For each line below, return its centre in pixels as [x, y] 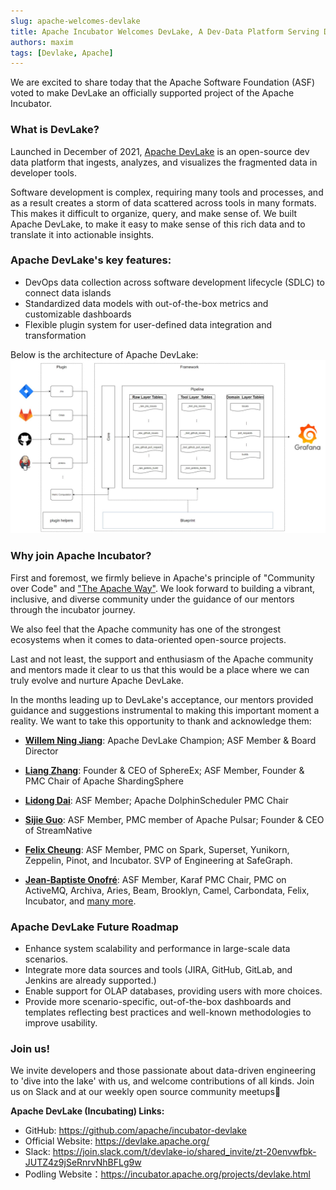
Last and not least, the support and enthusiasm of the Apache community [162, 659]
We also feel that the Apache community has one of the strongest [145, 629]
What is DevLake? [55, 130]
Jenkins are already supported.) [90, 981]
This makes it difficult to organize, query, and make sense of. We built [154, 213]
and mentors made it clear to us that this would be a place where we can [160, 669]
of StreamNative [58, 830]
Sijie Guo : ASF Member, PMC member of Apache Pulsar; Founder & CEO [174, 819]
